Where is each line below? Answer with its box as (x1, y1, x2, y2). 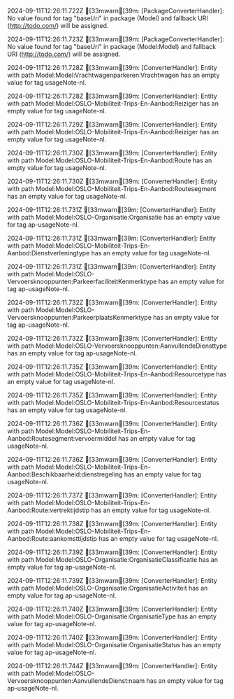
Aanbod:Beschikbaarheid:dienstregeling (7, 470, 123, 479)
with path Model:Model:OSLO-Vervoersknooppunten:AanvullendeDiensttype (7, 341, 227, 350)
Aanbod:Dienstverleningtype (7, 249, 90, 257)
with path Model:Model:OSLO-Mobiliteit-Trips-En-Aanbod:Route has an (7, 156, 212, 164)
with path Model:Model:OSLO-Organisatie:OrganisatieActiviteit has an (7, 584, 208, 592)
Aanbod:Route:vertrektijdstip (7, 506, 90, 514)
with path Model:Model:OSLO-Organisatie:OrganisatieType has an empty (7, 612, 217, 621)
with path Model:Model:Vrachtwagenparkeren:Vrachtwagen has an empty (7, 71, 220, 79)
